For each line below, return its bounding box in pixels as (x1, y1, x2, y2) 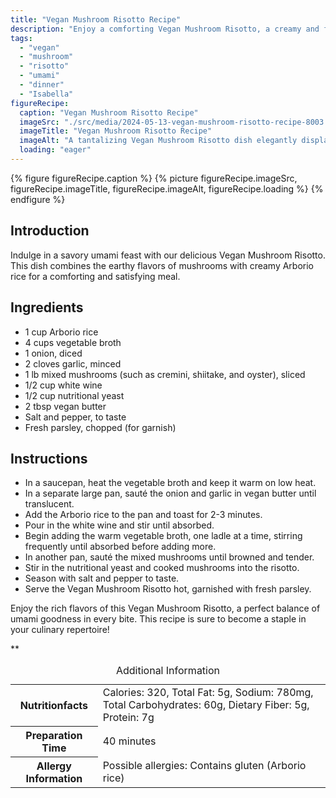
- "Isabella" (19, 89, 74, 99)
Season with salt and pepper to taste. (24, 572, 180, 585)
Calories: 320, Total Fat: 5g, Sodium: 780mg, (102, 686, 314, 700)
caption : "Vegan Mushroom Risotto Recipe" (19, 107, 199, 118)
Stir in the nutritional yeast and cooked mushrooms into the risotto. (24, 562, 300, 574)
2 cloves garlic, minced (24, 357, 122, 370)
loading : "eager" (19, 145, 92, 155)
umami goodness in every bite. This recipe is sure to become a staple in (10, 613, 307, 625)
